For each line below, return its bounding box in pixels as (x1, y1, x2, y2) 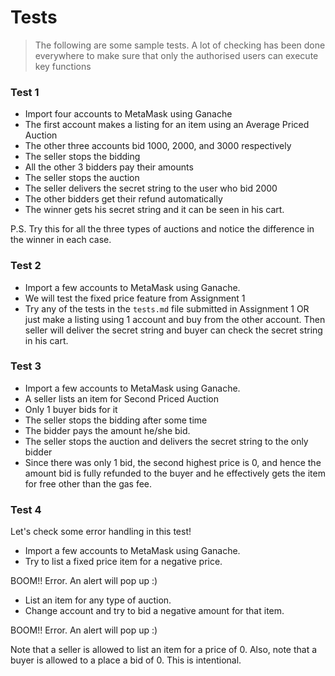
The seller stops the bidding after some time (24, 414, 208, 426)
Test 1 (10, 85, 40, 99)
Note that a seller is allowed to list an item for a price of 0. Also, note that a (10, 644, 318, 656)
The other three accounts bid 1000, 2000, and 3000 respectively (24, 140, 292, 152)
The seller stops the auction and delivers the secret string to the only (24, 435, 309, 447)
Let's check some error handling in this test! (10, 526, 192, 538)
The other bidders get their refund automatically (24, 193, 223, 205)
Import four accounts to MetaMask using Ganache (24, 108, 233, 120)
